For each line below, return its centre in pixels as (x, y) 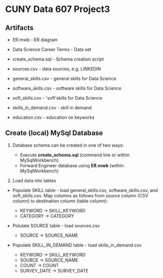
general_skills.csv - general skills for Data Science (64, 78)
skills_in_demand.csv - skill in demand (52, 108)
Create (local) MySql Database (54, 133)
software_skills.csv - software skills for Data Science (67, 88)
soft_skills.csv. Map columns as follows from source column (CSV (80, 195)
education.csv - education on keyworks (53, 117)
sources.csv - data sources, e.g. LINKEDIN (57, 69)
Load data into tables (34, 180)
